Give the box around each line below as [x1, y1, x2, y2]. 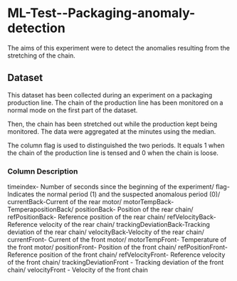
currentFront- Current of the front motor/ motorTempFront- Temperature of [7, 235, 227, 244]
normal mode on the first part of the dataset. [7, 105, 138, 115]
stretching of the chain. [7, 51, 76, 60]
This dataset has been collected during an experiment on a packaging [7, 90, 213, 99]
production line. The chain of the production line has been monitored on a [7, 98, 223, 107]
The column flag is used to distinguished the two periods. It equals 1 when [7, 141, 225, 149]
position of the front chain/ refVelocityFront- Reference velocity [38, 250, 226, 259]
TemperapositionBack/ [7, 205, 74, 214]
